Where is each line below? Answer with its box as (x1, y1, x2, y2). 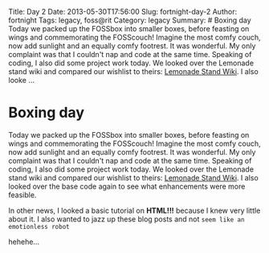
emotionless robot (8, 222, 70, 230)
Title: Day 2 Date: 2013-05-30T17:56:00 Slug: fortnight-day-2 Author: (8, 7, 238, 16)
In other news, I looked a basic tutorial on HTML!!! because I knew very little (8, 205, 261, 215)
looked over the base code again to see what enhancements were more (8, 181, 246, 191)
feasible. (8, 189, 37, 200)
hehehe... (8, 237, 40, 247)
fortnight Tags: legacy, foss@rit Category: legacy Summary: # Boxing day (8, 15, 251, 25)
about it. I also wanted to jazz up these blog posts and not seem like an (8, 214, 245, 224)
